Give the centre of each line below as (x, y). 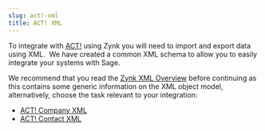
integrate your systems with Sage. (65, 62)
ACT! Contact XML (51, 118)
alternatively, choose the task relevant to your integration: (103, 94)
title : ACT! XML (35, 23)
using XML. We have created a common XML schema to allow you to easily (133, 54)
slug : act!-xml (34, 15)
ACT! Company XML (53, 110)
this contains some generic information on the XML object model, (116, 86)
